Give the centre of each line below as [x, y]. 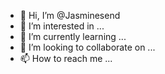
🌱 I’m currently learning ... [73, 36]
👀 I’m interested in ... [62, 26]
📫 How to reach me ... [66, 58]
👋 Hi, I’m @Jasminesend [70, 15]
